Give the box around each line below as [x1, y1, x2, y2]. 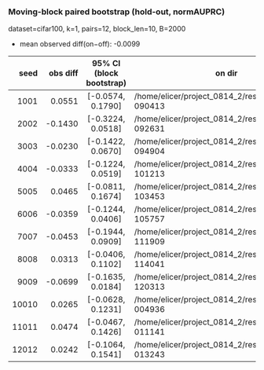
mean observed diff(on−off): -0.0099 [19, 39, 141, 49]
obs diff [48, 68, 79, 79]
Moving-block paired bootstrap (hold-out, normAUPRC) [8, 6, 225, 17]
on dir [214, 68, 238, 79]
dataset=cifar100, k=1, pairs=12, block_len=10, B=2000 [8, 24, 186, 34]
